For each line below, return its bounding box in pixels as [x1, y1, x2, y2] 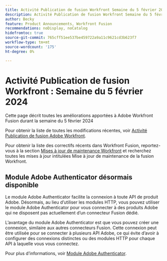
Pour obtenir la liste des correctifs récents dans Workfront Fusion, [5, 143, 140, 149]
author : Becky [5, 16, 35, 21]
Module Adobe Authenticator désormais [5, 173, 133, 181]
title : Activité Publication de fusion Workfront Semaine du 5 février [5, 7, 157, 12]
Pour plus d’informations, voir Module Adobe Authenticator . [5, 251, 127, 257]
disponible [5, 181, 39, 189]
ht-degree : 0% [5, 49, 35, 54]
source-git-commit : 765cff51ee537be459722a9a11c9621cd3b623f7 [5, 35, 137, 40]
